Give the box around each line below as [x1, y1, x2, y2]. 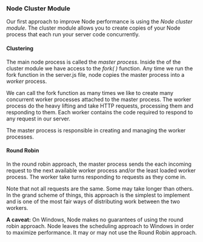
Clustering [6, 44, 34, 52]
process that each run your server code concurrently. [6, 31, 141, 38]
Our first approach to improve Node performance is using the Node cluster [6, 18, 193, 25]
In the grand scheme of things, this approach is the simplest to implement [6, 191, 190, 198]
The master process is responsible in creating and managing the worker [6, 126, 186, 134]
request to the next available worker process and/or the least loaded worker [6, 166, 196, 174]
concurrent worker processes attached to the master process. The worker [6, 96, 191, 103]
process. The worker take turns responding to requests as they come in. [6, 173, 187, 180]
